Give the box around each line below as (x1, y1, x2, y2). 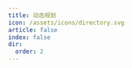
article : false (8, 26, 58, 34)
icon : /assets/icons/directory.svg (8, 19, 125, 27)
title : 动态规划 (8, 11, 57, 20)
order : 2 (15, 48, 44, 55)
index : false (8, 33, 51, 41)
